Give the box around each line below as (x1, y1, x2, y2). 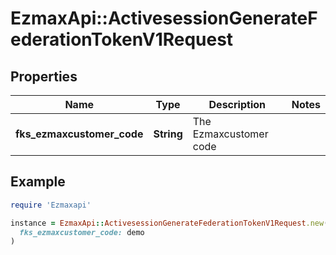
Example (10, 173, 66, 191)
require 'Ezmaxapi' (10, 200, 92, 210)
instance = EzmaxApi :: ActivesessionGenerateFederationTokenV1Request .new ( (10, 218, 329, 228)
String (153, 127, 183, 141)
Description (208, 98, 266, 111)
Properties (10, 68, 78, 85)
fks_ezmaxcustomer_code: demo (19, 227, 145, 237)
